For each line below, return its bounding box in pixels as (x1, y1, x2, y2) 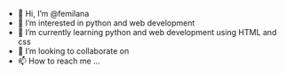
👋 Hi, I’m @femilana (17, 9, 90, 18)
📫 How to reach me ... (17, 55, 100, 66)
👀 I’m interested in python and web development (17, 18, 195, 28)
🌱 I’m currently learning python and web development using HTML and (17, 27, 277, 37)
